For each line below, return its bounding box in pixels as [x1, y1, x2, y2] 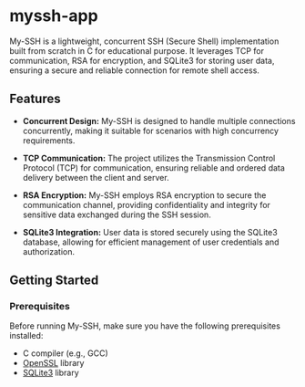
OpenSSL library [22, 358, 85, 369]
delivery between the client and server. [22, 172, 170, 183]
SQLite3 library [22, 367, 79, 379]
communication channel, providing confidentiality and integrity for [22, 199, 271, 210]
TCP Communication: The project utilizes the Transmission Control [22, 152, 276, 163]
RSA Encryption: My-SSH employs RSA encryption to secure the [22, 189, 267, 201]
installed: [9, 330, 44, 341]
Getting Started [9, 273, 99, 288]
